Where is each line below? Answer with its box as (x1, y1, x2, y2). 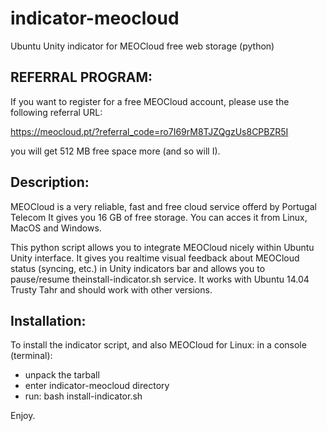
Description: (10, 174, 90, 191)
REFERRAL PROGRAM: (10, 69, 153, 86)
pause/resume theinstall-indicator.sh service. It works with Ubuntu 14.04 (10, 273, 310, 285)
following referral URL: (10, 106, 103, 118)
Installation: (10, 312, 87, 329)
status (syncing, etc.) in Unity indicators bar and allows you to (10, 262, 266, 274)
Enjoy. (10, 410, 36, 422)
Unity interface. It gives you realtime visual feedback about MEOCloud (10, 252, 300, 264)
